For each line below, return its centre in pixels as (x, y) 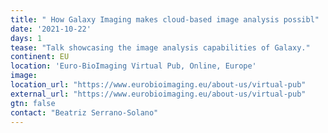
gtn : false (33, 103)
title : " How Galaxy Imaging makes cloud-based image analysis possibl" (165, 19)
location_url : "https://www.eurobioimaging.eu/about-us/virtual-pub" (158, 85)
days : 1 (26, 38)
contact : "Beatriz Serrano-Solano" (84, 112)
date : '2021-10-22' (51, 29)
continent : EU (40, 57)
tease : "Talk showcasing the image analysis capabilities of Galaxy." (160, 47)
